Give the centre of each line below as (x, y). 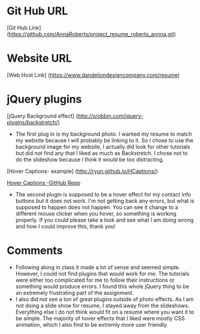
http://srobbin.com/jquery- (110, 116)
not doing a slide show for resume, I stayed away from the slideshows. (102, 305)
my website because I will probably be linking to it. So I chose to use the (104, 140)
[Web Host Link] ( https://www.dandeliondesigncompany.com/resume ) (93, 75)
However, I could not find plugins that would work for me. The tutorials (102, 273)
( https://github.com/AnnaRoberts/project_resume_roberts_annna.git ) (91, 34)
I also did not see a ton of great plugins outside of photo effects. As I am (104, 299)
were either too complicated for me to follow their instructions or (95, 280)
